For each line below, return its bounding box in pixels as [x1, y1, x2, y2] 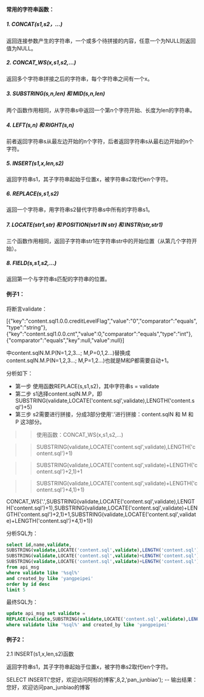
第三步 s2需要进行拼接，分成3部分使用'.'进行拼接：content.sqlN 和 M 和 [15, 410, 194, 418]
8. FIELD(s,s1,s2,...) [6, 259, 57, 266]
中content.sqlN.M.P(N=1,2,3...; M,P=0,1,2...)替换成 [6, 349, 131, 356]
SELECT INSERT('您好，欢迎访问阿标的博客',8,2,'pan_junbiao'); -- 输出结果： [6, 676, 198, 684]
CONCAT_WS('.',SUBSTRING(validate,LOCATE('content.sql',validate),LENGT [6, 497, 195, 505]
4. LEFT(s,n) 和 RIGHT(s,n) [6, 121, 75, 129]
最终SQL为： [6, 598, 38, 606]
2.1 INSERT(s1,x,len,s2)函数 [6, 650, 74, 658]
